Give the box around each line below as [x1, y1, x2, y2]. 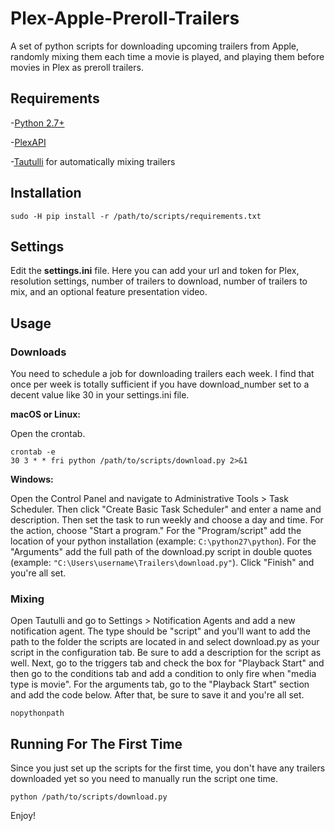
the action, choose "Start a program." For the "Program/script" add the [10, 525, 302, 537]
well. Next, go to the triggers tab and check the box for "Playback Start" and [10, 657, 325, 669]
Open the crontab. [10, 428, 86, 440]
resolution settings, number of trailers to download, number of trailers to [10, 275, 308, 287]
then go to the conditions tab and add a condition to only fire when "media [10, 668, 317, 680]
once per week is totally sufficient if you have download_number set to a [10, 378, 310, 391]
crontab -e [10, 447, 56, 457]
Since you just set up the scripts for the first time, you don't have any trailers [10, 762, 326, 774]
